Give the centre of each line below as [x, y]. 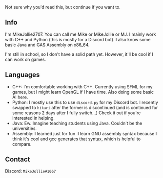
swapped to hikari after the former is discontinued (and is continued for [85, 107]
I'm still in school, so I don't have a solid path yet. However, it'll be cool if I [79, 54]
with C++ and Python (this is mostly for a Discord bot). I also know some [78, 39]
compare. [22, 144]
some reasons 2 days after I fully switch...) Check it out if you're [76, 113]
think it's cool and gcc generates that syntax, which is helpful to [76, 139]
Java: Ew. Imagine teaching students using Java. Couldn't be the [77, 123]
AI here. [20, 97]
